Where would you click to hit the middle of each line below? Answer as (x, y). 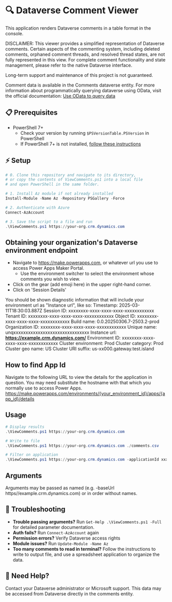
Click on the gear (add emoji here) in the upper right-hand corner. (82, 285)
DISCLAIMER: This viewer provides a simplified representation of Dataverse (85, 43)
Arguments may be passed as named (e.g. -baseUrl (60, 488)
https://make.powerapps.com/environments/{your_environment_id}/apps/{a (85, 394)
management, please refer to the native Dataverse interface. (69, 65)
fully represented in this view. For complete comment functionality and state (85, 59)
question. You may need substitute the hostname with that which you (78, 383)
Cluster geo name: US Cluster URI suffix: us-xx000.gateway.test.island (80, 349)
